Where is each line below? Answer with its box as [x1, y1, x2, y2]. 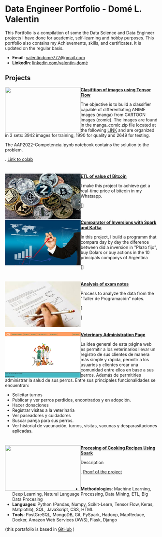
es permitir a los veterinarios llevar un [80, 346, 156, 352]
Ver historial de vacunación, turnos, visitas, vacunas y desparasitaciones [12, 422, 157, 428]
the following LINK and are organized [80, 127, 155, 133]
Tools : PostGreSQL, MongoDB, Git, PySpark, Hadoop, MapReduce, [12, 511, 146, 518]
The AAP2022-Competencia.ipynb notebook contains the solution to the [5, 142, 149, 148]
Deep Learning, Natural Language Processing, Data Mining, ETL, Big [12, 491, 148, 497]
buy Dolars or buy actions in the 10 [80, 250, 150, 255]
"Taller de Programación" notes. [80, 296, 145, 302]
